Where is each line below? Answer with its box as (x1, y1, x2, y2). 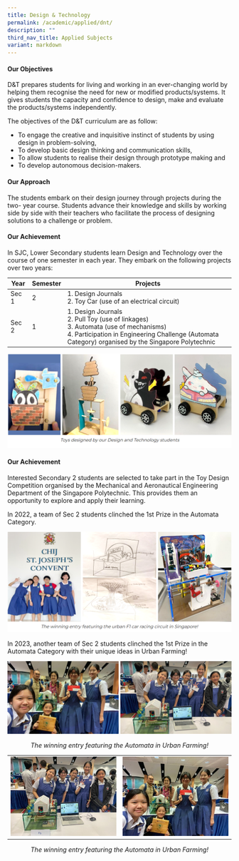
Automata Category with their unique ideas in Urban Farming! (7, 646, 188, 656)
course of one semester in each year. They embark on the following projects (7, 255, 231, 264)
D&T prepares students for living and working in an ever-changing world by (7, 81, 228, 89)
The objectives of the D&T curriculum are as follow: (7, 117, 158, 126)
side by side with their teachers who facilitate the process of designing (7, 208, 215, 217)
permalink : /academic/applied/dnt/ (7, 19, 113, 26)
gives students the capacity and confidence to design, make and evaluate (7, 96, 224, 104)
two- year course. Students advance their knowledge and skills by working (7, 200, 227, 210)
